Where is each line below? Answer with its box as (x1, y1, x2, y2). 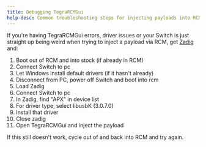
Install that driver (15, 108, 59, 116)
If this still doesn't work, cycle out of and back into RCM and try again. (7, 133, 184, 141)
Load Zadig (15, 82, 45, 89)
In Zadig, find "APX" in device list (15, 96, 100, 103)
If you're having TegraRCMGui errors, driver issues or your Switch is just (7, 31, 189, 39)
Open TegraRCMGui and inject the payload (15, 121, 124, 129)
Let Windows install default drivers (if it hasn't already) (15, 69, 154, 77)
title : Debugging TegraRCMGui (7, 9, 84, 15)
